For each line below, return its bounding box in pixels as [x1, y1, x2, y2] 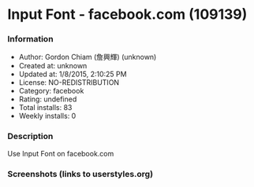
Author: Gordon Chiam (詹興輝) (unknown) [18, 53, 157, 62]
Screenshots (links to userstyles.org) [7, 168, 154, 179]
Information [7, 34, 54, 45]
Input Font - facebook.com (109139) [7, 5, 248, 24]
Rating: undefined [18, 94, 77, 104]
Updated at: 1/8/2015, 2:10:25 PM [18, 69, 127, 79]
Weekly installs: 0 [18, 112, 77, 121]
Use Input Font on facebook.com [7, 148, 114, 158]
